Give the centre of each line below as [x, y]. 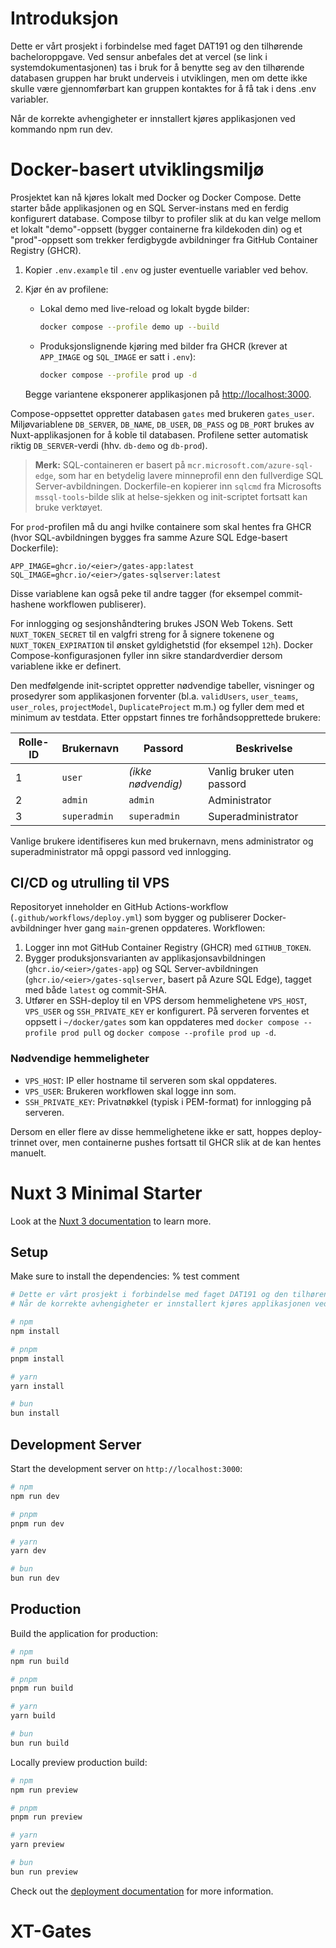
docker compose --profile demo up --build [129, 327]
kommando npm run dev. [61, 129]
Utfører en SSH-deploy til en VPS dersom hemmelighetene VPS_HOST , [166, 1001]
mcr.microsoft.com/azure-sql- [250, 465]
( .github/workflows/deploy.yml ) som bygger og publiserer [131, 918]
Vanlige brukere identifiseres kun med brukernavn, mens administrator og [162, 841]
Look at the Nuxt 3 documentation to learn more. [111, 1221]
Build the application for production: [84, 1633]
